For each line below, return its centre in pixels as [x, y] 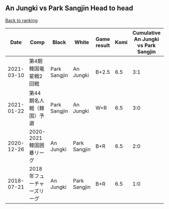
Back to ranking [21, 20]
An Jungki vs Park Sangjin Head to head [69, 8]
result [103, 45]
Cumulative [147, 33]
